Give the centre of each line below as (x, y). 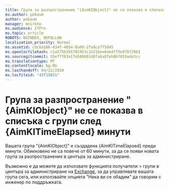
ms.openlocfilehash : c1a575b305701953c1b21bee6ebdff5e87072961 (73, 52)
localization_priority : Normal (38, 43)
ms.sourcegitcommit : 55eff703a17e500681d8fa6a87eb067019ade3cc (73, 56)
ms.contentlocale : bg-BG (31, 66)
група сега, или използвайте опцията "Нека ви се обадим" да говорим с (83, 176)
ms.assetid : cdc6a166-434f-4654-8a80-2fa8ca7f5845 (59, 47)
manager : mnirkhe (23, 24)
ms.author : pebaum (24, 15)
